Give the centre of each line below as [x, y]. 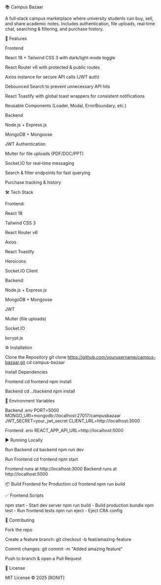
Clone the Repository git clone [36, 357]
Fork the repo [19, 530]
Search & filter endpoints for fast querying [48, 173]
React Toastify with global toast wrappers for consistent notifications [75, 96]
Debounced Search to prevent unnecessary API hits [58, 86]
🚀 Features [16, 38]
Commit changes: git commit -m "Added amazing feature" [64, 549]
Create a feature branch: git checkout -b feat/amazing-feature [68, 539]
